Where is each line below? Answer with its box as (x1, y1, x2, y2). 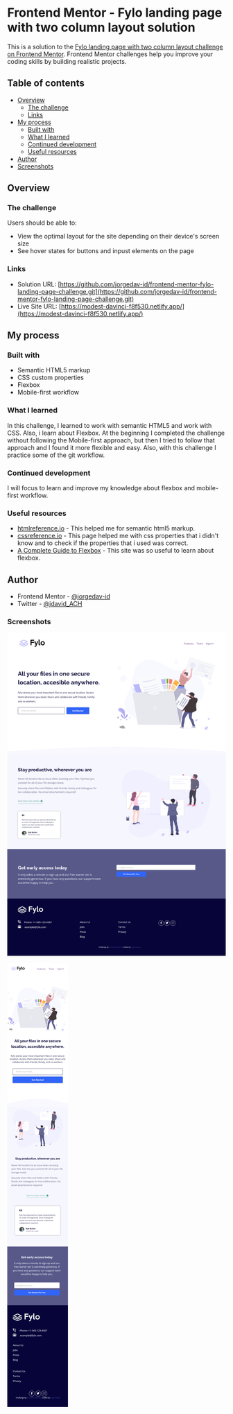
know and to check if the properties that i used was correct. (17, 539, 189, 547)
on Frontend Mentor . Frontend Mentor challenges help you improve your (7, 50, 214, 58)
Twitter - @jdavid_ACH (17, 600, 83, 608)
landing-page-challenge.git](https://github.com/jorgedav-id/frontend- (17, 287, 217, 295)
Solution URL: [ (17, 279, 60, 288)
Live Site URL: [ (17, 302, 62, 310)
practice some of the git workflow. (7, 451, 105, 459)
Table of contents (7, 78, 85, 89)
